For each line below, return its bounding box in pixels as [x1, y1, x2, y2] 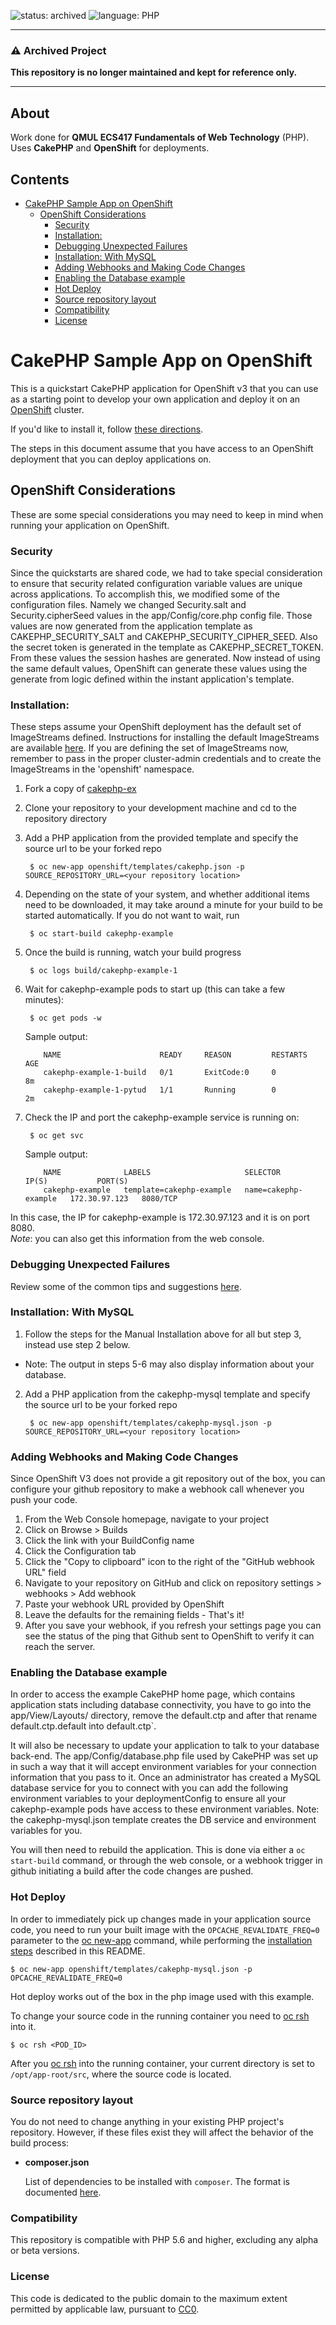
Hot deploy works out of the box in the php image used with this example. [10, 1990, 315, 2002]
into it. [10, 2020, 37, 2032]
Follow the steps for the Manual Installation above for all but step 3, [24, 1328, 302, 1340]
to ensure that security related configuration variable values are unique [10, 577, 303, 589]
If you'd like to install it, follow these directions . [10, 423, 204, 435]
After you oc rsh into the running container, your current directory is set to [10, 2057, 315, 2069]
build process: [10, 2137, 70, 2149]
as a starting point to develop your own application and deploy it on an [10, 393, 301, 405]
